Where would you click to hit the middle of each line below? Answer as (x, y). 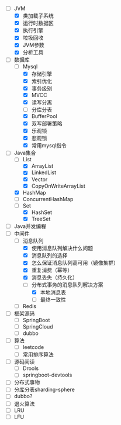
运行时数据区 (38, 23)
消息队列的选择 (49, 255)
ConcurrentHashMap (48, 199)
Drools (31, 368)
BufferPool (44, 116)
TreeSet (41, 219)
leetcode (33, 347)
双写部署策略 (47, 123)
